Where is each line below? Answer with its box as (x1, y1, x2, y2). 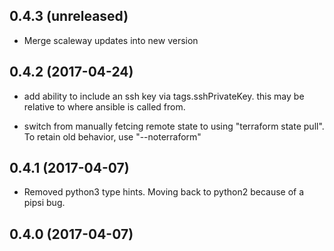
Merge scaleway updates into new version (23, 34, 199, 46)
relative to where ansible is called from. (23, 100, 186, 113)
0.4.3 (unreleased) (9, 8, 129, 25)
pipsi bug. (23, 197, 66, 209)
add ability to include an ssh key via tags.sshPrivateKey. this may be (23, 90, 305, 102)
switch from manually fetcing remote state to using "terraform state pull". (23, 120, 325, 132)
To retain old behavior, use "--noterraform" (23, 130, 202, 143)
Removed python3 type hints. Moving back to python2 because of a (23, 186, 305, 198)
